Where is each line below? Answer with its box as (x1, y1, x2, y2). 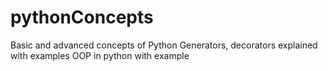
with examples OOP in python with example (10, 49, 190, 61)
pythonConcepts (10, 6, 154, 29)
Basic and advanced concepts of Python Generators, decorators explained (10, 39, 318, 51)
